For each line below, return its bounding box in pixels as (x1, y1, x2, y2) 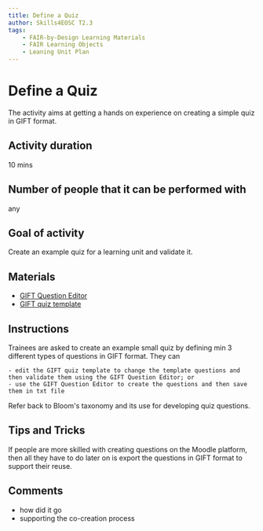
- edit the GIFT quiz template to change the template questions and (8, 367, 241, 374)
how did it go (19, 505, 62, 514)
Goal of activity (8, 226, 85, 240)
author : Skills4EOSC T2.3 (8, 19, 93, 27)
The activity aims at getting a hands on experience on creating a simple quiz (8, 108, 255, 117)
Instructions (8, 322, 69, 335)
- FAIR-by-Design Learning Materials (22, 33, 146, 42)
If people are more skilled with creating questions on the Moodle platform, (8, 444, 247, 454)
